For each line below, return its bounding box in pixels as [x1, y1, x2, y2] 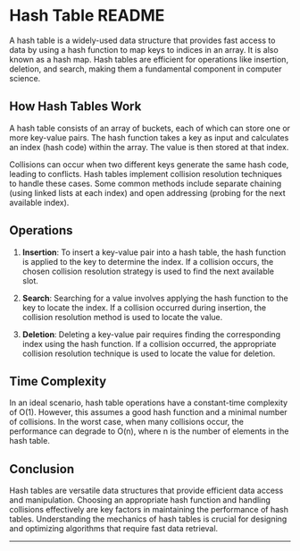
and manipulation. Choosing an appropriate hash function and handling [9, 495, 271, 505]
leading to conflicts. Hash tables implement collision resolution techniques [9, 168, 283, 179]
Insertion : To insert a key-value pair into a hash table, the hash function [21, 247, 287, 258]
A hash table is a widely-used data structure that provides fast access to [9, 35, 276, 46]
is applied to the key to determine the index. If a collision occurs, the [21, 256, 274, 267]
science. [9, 72, 41, 83]
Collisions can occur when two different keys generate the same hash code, [9, 158, 289, 170]
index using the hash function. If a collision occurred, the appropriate [21, 338, 277, 349]
